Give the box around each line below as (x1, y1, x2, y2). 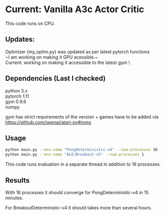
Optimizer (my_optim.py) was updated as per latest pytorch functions (5, 48, 150, 54)
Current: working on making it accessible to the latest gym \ (5, 59, 130, 66)
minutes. (5, 195, 24, 201)
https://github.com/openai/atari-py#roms (5, 119, 91, 125)
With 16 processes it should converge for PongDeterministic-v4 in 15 (5, 189, 149, 195)
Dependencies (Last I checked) (5, 74, 106, 83)
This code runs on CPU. (5, 20, 55, 26)
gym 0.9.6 (5, 98, 26, 105)
